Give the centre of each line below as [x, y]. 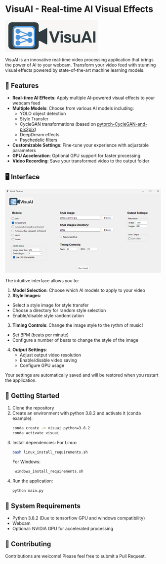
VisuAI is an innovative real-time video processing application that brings [80, 59]
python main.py [28, 491]
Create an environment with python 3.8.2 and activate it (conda [77, 413]
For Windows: [26, 462]
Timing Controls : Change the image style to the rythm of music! [78, 325]
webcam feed [26, 103]
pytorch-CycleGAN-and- [122, 124]
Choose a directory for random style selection [59, 310]
